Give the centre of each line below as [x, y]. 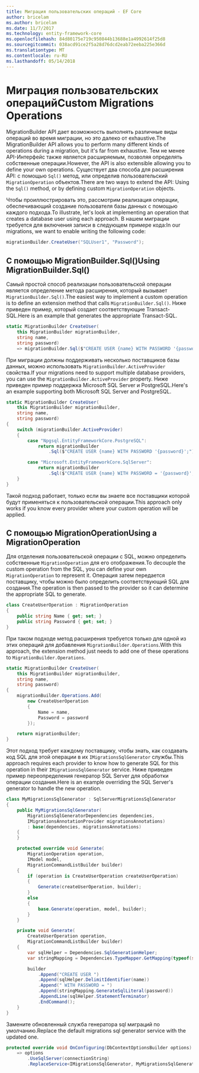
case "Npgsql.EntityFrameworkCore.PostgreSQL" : [87, 441]
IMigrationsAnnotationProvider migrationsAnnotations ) [97, 821]
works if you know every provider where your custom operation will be [92, 508]
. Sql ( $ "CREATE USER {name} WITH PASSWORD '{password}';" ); [123, 452]
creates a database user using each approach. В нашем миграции [88, 219]
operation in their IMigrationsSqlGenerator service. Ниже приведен [89, 769]
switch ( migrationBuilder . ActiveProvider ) [70, 430]
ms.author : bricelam [32, 22]
